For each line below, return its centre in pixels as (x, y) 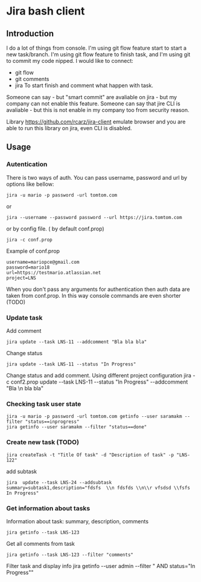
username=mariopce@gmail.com (43, 262)
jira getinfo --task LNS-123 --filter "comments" (70, 555)
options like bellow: (30, 184)
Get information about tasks (48, 508)
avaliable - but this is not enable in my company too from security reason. (98, 110)
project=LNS (21, 278)
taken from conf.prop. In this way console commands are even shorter (94, 295)
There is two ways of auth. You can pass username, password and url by (97, 177)
